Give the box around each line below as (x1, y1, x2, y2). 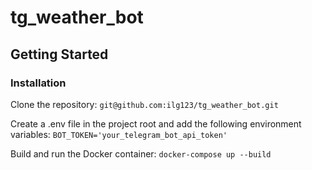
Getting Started (10, 46, 109, 63)
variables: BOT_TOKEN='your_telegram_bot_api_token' (10, 128, 228, 140)
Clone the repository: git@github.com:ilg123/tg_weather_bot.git (10, 98, 279, 110)
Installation (10, 76, 67, 90)
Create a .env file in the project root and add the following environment (10, 117, 302, 130)
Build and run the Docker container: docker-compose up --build (10, 147, 272, 160)
